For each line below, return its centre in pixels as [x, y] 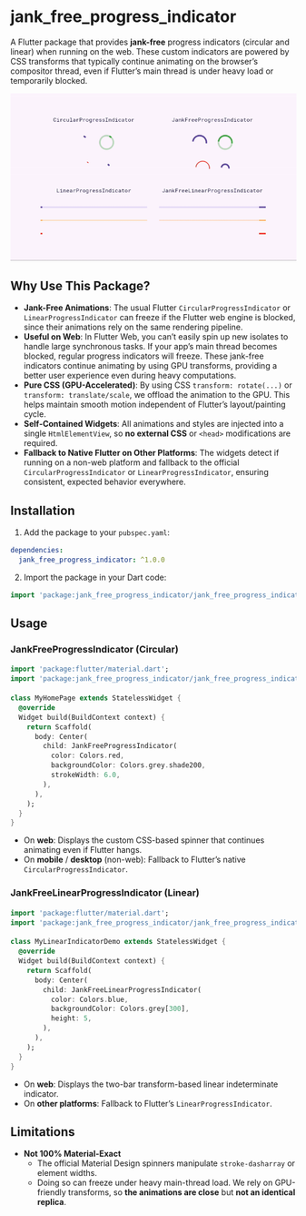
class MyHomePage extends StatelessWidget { [96, 698]
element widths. [67, 1173]
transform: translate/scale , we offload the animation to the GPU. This [157, 395]
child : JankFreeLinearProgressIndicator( [123, 989]
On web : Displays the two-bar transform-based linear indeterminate [151, 1084]
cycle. [35, 414]
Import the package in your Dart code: [95, 577]
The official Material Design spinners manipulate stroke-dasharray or [166, 1163]
